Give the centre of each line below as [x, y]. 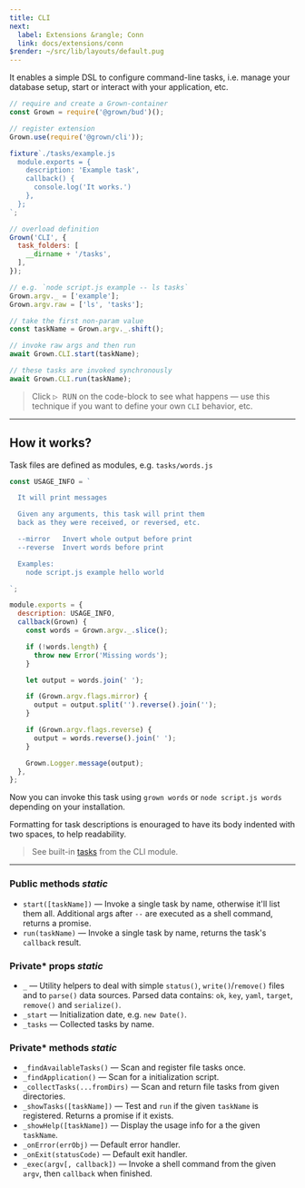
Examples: [36, 564]
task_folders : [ [48, 246]
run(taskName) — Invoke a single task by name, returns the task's [144, 933]
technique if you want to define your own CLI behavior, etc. [142, 406]
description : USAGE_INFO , [67, 614]
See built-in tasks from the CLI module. [105, 852]
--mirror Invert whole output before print [105, 540]
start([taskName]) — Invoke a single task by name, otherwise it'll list [151, 904]
